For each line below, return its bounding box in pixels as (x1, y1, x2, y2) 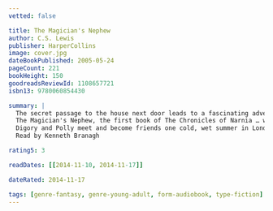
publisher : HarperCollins (8, 41, 96, 50)
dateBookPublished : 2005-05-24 (8, 57, 115, 65)
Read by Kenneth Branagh (15, 131, 100, 140)
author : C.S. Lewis (8, 34, 75, 42)
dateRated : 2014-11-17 (8, 175, 85, 183)
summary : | (8, 101, 45, 110)
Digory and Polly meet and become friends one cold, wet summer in (15, 124, 249, 132)
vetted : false (8, 11, 57, 20)
